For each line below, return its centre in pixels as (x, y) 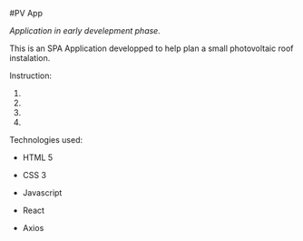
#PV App (26, 13)
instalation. (30, 58)
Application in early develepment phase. (85, 30)
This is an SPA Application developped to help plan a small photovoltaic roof (151, 48)
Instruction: (31, 75)
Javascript (42, 193)
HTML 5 (38, 157)
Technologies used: (46, 140)
